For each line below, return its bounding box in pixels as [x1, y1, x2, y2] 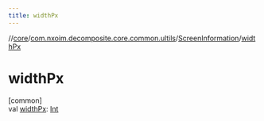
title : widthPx [8, 11, 59, 20]
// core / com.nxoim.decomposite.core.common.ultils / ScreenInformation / [8, 33, 242, 43]
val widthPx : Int [8, 104, 59, 113]
